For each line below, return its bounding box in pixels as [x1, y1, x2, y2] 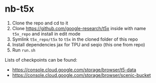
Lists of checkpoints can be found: [5, 57, 77, 63]
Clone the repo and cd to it [12, 20, 69, 26]
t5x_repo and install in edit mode [12, 31, 81, 37]
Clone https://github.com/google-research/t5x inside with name [12, 25, 146, 31]
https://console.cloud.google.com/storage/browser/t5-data [12, 67, 137, 73]
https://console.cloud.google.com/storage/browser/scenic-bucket [12, 72, 151, 78]
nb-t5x [5, 3, 35, 15]
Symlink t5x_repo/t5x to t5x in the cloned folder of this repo [12, 36, 138, 42]
